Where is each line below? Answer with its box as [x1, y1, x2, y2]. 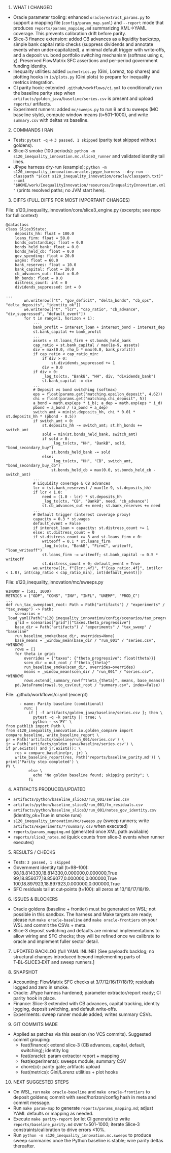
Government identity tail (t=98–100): [13, 864, 89, 871]
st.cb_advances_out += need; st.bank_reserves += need [42, 503, 160, 508]
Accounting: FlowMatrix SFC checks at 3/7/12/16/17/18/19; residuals [13, 979, 155, 985]
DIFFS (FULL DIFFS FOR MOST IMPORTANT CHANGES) [13, 197, 130, 203]
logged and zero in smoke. [13, 984, 69, 990]
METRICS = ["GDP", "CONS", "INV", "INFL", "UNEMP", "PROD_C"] [6, 593, 140, 598]
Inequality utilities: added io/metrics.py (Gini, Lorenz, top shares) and [13, 68, 160, 74]
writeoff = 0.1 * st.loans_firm [42, 539, 111, 544]
